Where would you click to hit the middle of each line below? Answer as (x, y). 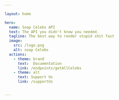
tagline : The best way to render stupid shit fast (62, 36)
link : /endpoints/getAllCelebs (49, 68)
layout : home (18, 14)
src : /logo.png (29, 45)
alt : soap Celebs (31, 50)
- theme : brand (29, 59)
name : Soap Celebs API (32, 27)
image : (16, 41)
